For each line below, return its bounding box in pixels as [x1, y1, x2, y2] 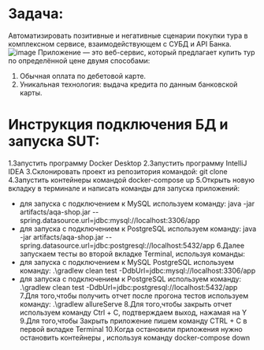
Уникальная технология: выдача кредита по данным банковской [19, 80, 238, 89]
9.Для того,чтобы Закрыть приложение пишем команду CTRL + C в [19, 316, 247, 326]
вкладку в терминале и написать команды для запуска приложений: [8, 183, 240, 193]
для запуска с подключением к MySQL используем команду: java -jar [19, 199, 255, 208]
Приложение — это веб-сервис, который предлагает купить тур [38, 47, 255, 57]
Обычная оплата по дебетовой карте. [19, 71, 147, 80]
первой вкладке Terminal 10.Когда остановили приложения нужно [19, 324, 243, 333]
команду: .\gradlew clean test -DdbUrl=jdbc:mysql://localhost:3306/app [19, 266, 256, 275]
